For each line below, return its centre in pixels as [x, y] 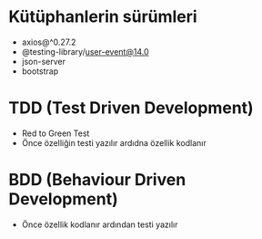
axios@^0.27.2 [49, 42]
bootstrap [40, 71]
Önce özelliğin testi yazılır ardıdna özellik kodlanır [114, 142]
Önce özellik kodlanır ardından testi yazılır [100, 224]
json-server [43, 61]
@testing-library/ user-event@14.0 [85, 51]
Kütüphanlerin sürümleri [103, 17]
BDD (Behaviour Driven [97, 180]
